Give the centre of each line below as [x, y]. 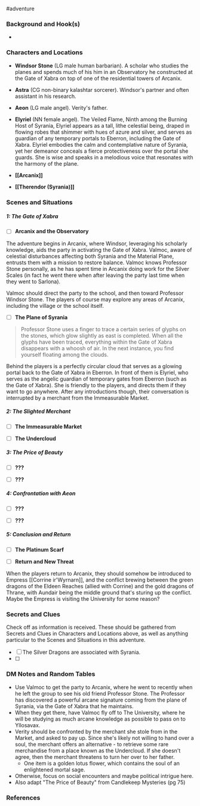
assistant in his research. [45, 96]
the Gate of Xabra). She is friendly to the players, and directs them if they [96, 385]
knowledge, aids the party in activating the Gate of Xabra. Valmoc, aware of [99, 249]
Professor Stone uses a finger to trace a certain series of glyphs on [103, 329]
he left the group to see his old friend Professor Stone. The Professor [100, 693]
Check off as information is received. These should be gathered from [91, 627]
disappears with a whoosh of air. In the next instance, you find [97, 348]
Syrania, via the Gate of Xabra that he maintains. [74, 706]
